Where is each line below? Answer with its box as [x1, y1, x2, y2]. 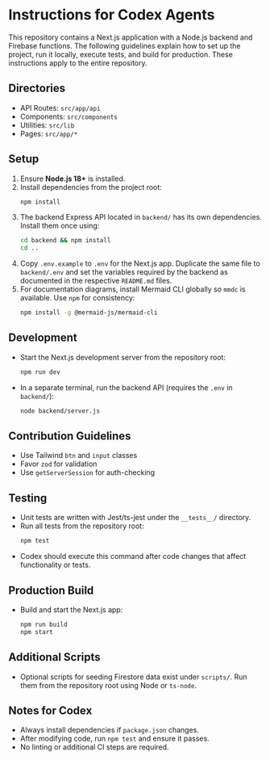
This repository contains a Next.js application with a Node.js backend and [8, 32, 253, 42]
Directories [8, 82, 66, 95]
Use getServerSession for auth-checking [19, 468, 156, 477]
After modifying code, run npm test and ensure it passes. [19, 733, 210, 744]
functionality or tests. [19, 560, 91, 570]
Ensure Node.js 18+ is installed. [19, 174, 126, 183]
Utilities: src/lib [19, 120, 75, 130]
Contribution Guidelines [8, 430, 131, 443]
